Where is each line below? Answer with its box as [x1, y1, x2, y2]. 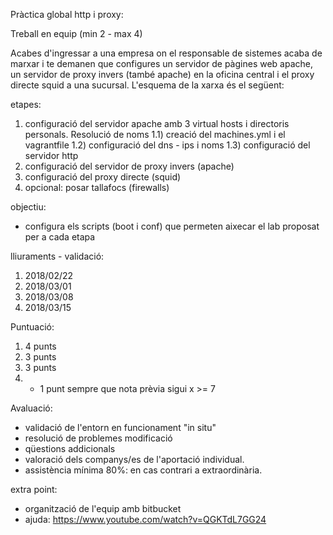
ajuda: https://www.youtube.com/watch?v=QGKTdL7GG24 [24, 514, 267, 525]
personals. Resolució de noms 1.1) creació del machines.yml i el [24, 129, 286, 140]
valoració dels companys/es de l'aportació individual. [24, 454, 245, 465]
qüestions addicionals [24, 443, 116, 454]
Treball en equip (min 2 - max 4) [10, 28, 143, 39]
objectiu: [10, 201, 47, 213]
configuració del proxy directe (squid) [24, 171, 182, 183]
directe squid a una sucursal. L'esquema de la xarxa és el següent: [10, 79, 285, 91]
